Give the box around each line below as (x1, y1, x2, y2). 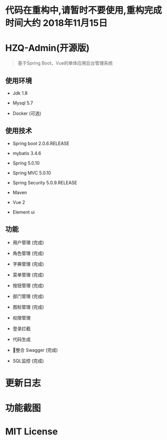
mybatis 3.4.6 (12, 150, 41, 156)
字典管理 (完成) (12, 261, 44, 267)
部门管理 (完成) (12, 293, 44, 299)
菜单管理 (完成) (12, 271, 44, 277)
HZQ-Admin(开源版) (5, 43, 90, 54)
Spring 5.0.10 (12, 160, 40, 166)
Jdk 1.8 (12, 90, 28, 96)
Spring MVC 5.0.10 (12, 170, 52, 176)
